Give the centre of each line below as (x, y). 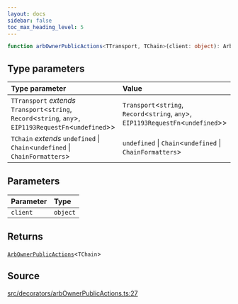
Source (24, 276)
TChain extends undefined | (56, 139)
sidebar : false (30, 21)
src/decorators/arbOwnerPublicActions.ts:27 (73, 293)
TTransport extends (44, 101)
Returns (25, 237)
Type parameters (46, 68)
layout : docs (27, 14)
